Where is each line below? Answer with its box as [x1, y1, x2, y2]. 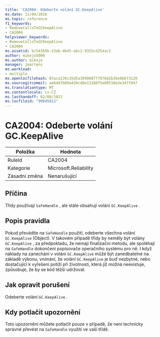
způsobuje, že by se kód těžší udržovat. [5, 267, 86, 272]
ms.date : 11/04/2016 [5, 12, 48, 17]
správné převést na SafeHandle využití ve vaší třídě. [5, 326, 109, 333]
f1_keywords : [5, 21, 32, 26]
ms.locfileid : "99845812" [5, 99, 58, 104]
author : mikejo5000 [5, 53, 45, 58]
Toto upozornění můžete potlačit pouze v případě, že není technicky [5, 321, 144, 327]
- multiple [5, 71, 28, 76]
